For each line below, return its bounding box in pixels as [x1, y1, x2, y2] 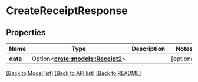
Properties [6, 28, 46, 37]
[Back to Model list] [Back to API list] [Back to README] [6, 70, 141, 77]
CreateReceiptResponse [6, 4, 128, 18]
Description [131, 45, 166, 53]
